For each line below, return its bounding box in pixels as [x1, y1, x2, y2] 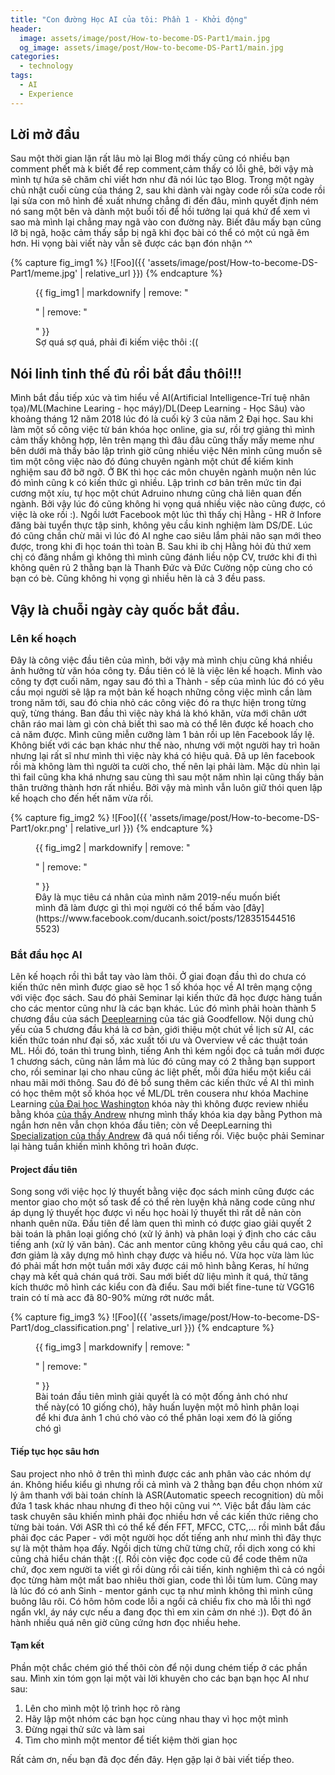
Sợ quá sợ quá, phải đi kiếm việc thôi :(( [35, 336, 199, 348]
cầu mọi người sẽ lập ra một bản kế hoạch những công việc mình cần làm [10, 686, 312, 698]
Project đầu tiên [10, 1163, 78, 1175]
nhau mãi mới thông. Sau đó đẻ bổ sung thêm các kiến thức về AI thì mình [10, 1077, 315, 1089]
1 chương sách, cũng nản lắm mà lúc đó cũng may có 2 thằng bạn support [10, 1056, 316, 1068]
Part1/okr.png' [10, 822, 68, 834]
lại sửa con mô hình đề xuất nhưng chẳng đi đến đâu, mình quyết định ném [10, 195, 319, 207]
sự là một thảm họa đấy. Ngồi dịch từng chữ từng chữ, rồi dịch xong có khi [10, 1542, 316, 1554]
